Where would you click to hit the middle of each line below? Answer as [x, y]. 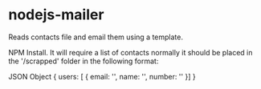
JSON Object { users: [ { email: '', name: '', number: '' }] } [102, 76]
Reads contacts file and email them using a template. [96, 37]
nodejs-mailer [56, 15]
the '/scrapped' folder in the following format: [84, 61]
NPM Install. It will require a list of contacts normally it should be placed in [130, 52]
